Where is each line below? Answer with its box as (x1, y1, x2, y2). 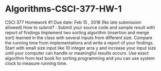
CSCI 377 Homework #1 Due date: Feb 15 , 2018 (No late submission (5, 19, 142, 25)
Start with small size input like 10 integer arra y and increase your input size (5, 45, 156, 51)
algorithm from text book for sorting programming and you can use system (5, 55, 155, 61)
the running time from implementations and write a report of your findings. (5, 40, 154, 45)
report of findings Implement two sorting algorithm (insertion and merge (5, 29, 149, 35)
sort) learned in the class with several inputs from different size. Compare (5, 35, 153, 41)
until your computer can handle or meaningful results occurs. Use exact (5, 50, 149, 56)
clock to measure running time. (5, 60, 68, 66)
